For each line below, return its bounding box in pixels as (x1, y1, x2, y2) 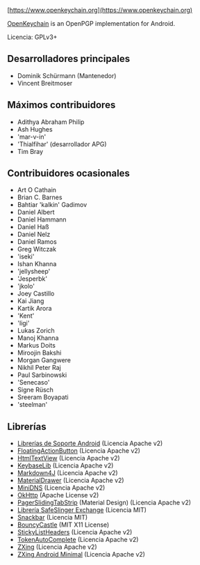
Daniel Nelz (17, 230, 51, 239)
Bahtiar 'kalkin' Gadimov (17, 201, 87, 209)
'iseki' (17, 252, 35, 261)
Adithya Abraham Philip (17, 118, 85, 126)
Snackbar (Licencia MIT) (17, 513, 88, 522)
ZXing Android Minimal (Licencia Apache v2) (17, 550, 146, 559)
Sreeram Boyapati (17, 393, 69, 401)
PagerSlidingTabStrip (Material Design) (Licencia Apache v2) (17, 498, 192, 507)
